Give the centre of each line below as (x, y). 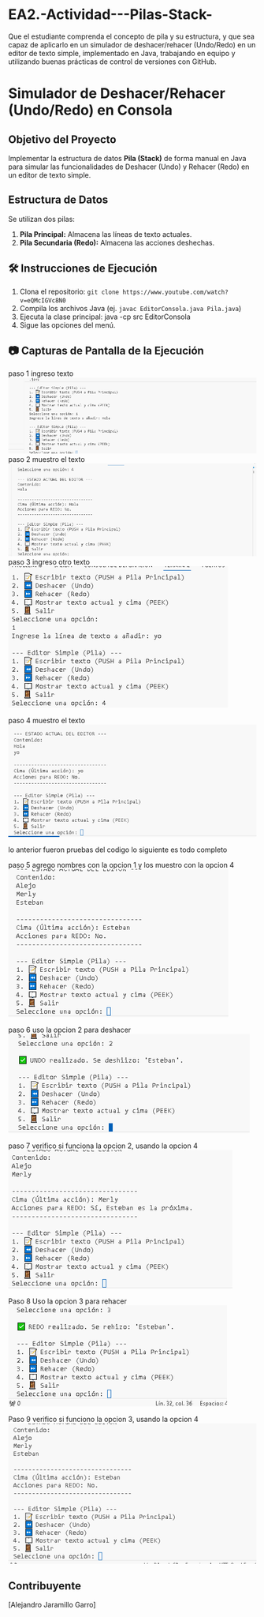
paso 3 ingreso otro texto (49, 562)
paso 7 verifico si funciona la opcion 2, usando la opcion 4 (103, 1146)
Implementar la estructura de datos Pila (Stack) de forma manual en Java (127, 158)
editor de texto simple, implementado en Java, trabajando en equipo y (122, 53)
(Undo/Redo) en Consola (91, 110)
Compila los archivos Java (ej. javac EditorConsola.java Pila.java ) (130, 308)
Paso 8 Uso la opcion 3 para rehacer (68, 1301)
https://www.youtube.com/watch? (175, 292)
